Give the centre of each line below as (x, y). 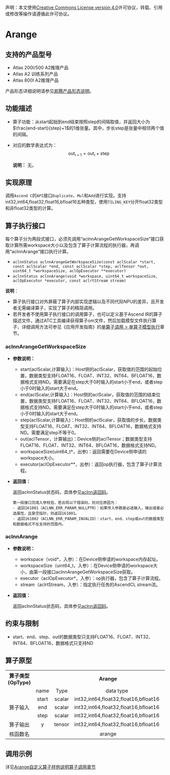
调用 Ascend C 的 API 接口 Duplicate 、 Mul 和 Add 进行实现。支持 (66, 196)
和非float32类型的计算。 (30, 208)
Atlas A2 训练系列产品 (35, 74)
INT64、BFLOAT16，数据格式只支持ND (53, 643)
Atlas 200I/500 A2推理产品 (40, 68)
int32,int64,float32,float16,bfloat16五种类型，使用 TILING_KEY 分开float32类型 (84, 202)
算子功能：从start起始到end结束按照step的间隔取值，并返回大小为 (81, 122)
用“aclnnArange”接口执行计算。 (38, 252)
